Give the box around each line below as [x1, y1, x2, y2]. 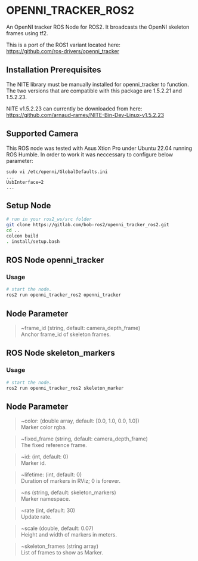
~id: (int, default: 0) [20, 453, 69, 460]
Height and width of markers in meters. [20, 531, 117, 538]
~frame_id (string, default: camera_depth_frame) [20, 325, 141, 331]
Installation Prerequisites [6, 65, 101, 75]
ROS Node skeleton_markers [6, 348, 115, 358]
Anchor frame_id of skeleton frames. [20, 331, 112, 338]
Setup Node [6, 201, 51, 211]
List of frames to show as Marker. [20, 549, 103, 556]
